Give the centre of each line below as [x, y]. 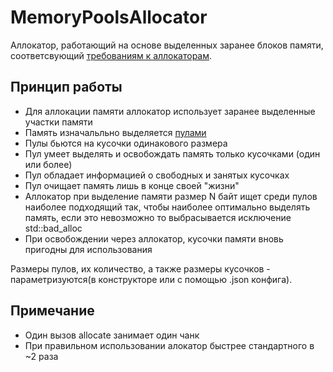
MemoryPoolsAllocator [109, 17]
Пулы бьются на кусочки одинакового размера [126, 143]
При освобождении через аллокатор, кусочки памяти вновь [154, 238]
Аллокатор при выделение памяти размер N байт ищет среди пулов [171, 196]
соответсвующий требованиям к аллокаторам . [111, 55]
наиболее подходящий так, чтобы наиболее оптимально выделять [167, 207]
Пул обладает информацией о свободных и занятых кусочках [157, 175]
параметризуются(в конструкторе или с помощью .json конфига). [151, 279]
